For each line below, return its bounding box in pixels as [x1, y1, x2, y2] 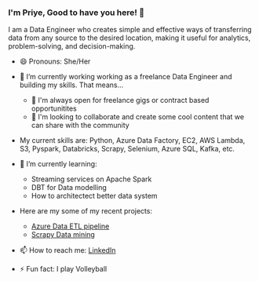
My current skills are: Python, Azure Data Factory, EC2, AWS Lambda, [19, 136, 246, 145]
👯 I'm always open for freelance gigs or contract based [31, 96, 210, 105]
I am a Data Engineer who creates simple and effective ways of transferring [8, 25, 253, 35]
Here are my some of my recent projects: [19, 206, 153, 216]
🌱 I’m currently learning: [19, 159, 97, 169]
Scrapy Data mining [31, 230, 96, 239]
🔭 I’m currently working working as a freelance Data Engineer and [19, 72, 232, 82]
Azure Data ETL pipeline [31, 221, 110, 231]
